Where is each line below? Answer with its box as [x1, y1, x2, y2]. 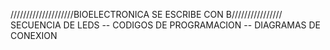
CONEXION [10, 30, 58, 41]
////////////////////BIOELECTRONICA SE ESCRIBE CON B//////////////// [10, 9, 283, 20]
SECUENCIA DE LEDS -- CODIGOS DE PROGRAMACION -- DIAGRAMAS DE [10, 19, 322, 31]
